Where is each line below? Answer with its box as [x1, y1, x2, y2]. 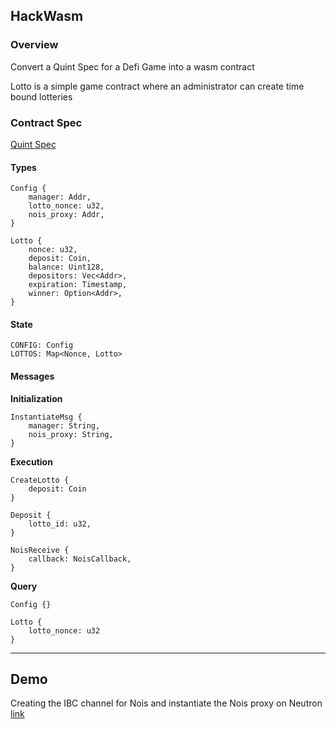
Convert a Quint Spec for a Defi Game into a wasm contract [10, 60, 255, 73]
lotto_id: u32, [28, 519, 92, 529]
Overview [10, 38, 59, 52]
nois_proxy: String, [28, 429, 114, 439]
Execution [10, 455, 53, 468]
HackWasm [10, 8, 84, 25]
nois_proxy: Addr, [28, 210, 105, 220]
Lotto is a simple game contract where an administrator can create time [10, 80, 305, 92]
